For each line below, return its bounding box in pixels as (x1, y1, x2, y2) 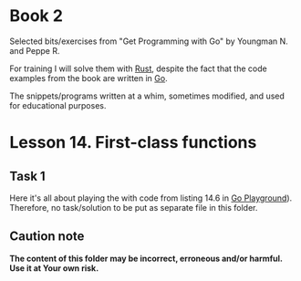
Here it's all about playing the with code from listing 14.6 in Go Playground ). (9, 193, 293, 203)
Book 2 (9, 5, 64, 26)
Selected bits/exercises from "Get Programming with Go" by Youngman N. (9, 36, 289, 47)
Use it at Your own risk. (9, 262, 99, 274)
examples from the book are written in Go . (9, 72, 168, 83)
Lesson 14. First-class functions (9, 132, 257, 153)
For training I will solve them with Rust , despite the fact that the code (9, 63, 267, 74)
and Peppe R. (9, 45, 60, 56)
